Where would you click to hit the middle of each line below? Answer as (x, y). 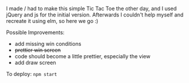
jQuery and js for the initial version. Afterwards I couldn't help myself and (95, 15)
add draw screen (35, 62)
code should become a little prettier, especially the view (82, 56)
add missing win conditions (48, 44)
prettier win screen (38, 50)
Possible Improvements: (35, 32)
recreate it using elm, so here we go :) (52, 21)
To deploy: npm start (32, 74)
